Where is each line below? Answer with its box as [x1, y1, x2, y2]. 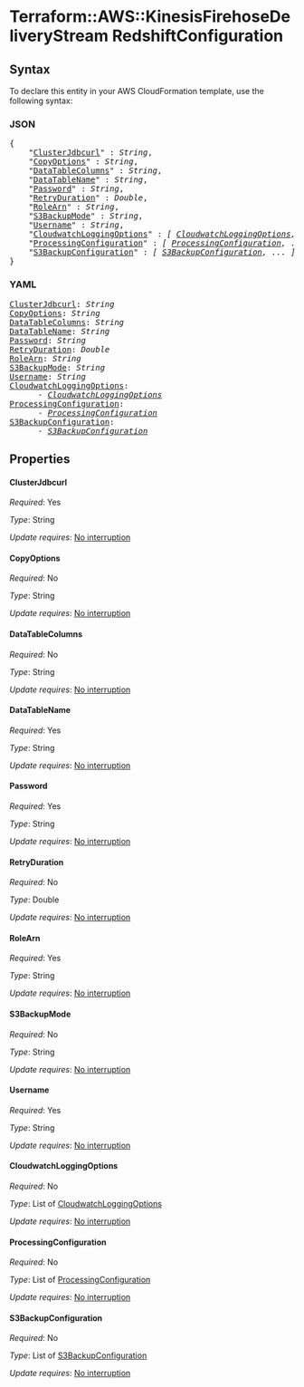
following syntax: [9, 95, 73, 106]
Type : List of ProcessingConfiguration [9, 1275, 151, 1286]
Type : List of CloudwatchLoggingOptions [9, 1199, 163, 1209]
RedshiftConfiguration [111, 25, 284, 46]
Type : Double [9, 894, 60, 905]
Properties [9, 451, 71, 467]
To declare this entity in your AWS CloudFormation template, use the [9, 86, 264, 96]
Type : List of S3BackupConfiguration [9, 1350, 147, 1361]
